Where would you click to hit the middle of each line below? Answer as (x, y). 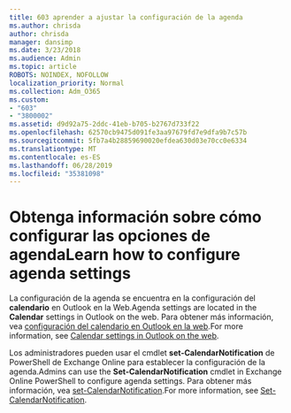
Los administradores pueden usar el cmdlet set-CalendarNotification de (142, 353)
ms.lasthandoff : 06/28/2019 (61, 165)
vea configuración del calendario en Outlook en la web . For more (126, 326)
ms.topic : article (43, 67)
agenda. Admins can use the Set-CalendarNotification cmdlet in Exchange (145, 371)
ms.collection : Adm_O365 (55, 91)
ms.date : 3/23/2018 (45, 50)
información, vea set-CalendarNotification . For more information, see (134, 391)
